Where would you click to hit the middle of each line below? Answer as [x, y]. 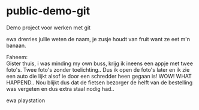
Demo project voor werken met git [49, 27]
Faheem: [17, 57]
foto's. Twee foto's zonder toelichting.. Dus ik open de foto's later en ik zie [98, 69]
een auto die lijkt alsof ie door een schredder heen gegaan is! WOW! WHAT [99, 76]
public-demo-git [48, 11]
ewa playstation [26, 100]
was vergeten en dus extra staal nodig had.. [60, 88]
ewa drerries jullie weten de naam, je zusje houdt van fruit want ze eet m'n [98, 39]
